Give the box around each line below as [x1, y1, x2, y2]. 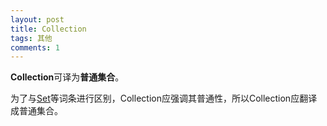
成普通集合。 [10, 105, 63, 117]
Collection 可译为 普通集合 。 [10, 71, 125, 83]
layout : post [10, 14, 65, 25]
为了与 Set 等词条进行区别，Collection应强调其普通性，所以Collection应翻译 [10, 92, 318, 105]
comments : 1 [10, 42, 60, 53]
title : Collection [10, 24, 87, 34]
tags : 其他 [10, 33, 53, 43]
